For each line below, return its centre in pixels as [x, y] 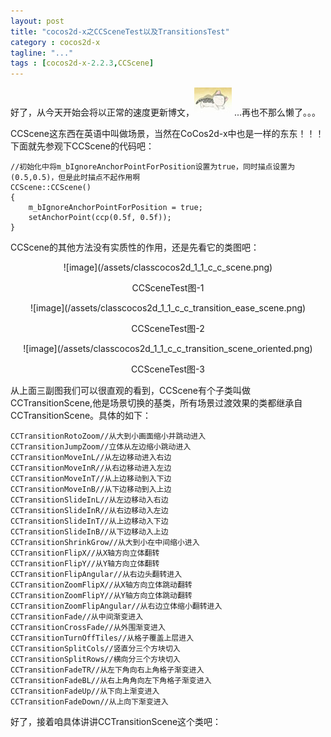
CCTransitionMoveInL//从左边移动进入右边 [91, 458]
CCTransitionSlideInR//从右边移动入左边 [89, 511]
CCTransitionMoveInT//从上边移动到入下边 [91, 479]
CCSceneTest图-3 [168, 369]
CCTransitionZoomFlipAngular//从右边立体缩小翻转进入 [116, 606]
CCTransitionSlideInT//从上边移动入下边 [89, 521]
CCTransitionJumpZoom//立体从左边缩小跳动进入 [101, 447]
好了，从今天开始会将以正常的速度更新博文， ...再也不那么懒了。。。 [166, 112]
